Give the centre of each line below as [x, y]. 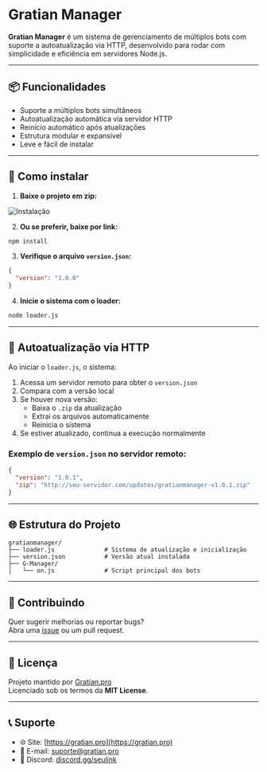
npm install [28, 241]
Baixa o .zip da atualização [77, 407]
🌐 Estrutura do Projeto [64, 524]
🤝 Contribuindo [46, 602]
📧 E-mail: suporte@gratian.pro [69, 751]
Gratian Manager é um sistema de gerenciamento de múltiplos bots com [127, 37]
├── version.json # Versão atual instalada [99, 557]
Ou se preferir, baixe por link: [69, 226]
